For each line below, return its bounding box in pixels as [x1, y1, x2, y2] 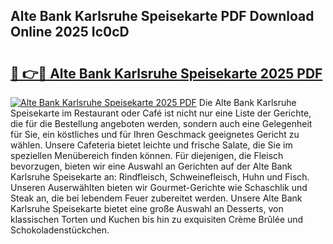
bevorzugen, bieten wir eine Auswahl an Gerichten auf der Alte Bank [10, 160, 293, 172]
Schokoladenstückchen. [10, 224, 110, 236]
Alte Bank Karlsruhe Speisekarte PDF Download [10, 8, 315, 25]
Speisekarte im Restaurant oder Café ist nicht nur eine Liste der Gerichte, [10, 107, 312, 119]
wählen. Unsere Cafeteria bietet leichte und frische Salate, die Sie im [10, 139, 293, 151]
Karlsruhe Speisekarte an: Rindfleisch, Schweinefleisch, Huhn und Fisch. [10, 171, 310, 183]
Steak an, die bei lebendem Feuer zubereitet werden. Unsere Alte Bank [10, 192, 303, 204]
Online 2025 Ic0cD [10, 24, 130, 41]
